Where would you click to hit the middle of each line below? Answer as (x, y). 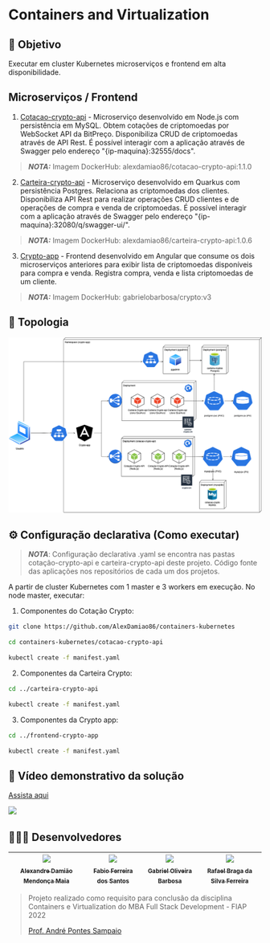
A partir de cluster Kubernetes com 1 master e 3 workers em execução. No (132, 587)
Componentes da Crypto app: (69, 720)
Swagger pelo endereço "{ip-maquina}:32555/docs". (108, 151)
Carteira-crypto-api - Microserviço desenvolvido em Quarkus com (130, 182)
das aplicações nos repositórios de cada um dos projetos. (124, 571)
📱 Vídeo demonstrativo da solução (96, 776)
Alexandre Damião (46, 871)
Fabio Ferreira (113, 871)
